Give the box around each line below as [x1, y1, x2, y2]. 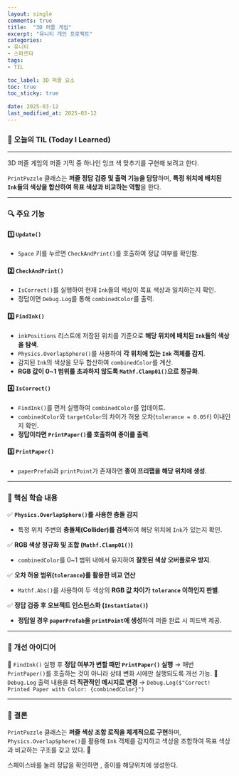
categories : [7, 37, 43, 44]
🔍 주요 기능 [7, 209, 45, 219]
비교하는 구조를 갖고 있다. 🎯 [14, 745, 91, 754]
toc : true [7, 83, 37, 90]
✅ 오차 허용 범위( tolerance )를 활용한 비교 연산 [7, 571, 136, 580]
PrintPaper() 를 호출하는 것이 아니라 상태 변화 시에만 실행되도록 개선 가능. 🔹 [7, 668, 218, 677]
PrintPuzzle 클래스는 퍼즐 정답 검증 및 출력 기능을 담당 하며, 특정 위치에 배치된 [7, 174, 222, 182]
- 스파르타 [7, 51, 34, 58]
